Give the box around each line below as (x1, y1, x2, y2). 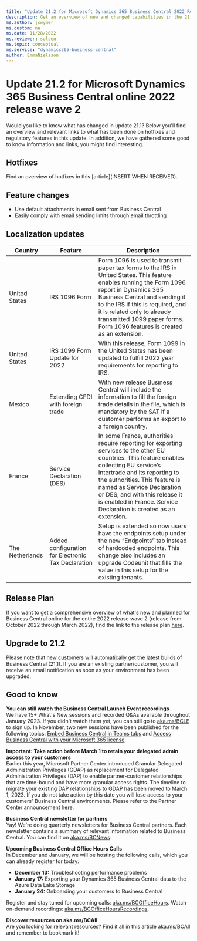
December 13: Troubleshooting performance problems (14, 869, 147, 876)
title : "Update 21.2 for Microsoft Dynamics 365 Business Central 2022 (6, 8, 185, 15)
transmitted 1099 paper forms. (98, 315, 184, 323)
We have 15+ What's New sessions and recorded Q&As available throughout (6, 711, 191, 719)
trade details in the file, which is (98, 400, 186, 408)
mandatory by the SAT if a (98, 407, 170, 416)
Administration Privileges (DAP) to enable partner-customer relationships (6, 773, 182, 780)
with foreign (49, 400, 83, 408)
